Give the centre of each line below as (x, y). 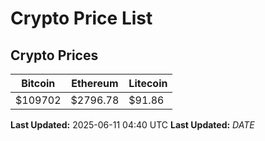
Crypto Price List (81, 18)
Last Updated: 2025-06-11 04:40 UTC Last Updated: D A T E (132, 125)
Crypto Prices (54, 55)
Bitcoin (38, 83)
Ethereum (95, 83)
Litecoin (148, 83)
